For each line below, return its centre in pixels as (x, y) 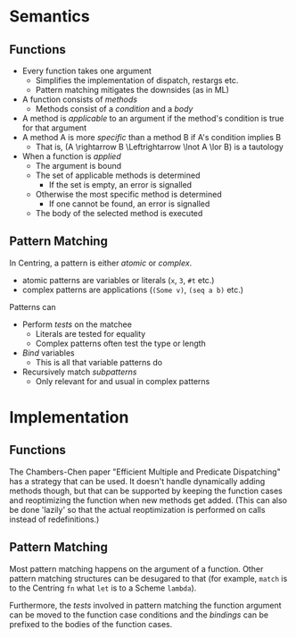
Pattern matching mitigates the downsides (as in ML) (132, 90)
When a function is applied (72, 156)
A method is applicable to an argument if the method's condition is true (153, 118)
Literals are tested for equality (90, 333)
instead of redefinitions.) (54, 519)
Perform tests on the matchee (77, 324)
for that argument (54, 128)
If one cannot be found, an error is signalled (129, 204)
